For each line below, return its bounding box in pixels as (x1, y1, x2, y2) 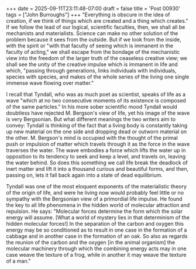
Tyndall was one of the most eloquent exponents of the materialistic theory (6, 183, 187, 189)
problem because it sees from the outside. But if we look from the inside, (6, 36, 181, 43)
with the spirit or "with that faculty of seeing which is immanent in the (6, 42, 174, 49)
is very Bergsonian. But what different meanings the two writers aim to (6, 116, 176, 122)
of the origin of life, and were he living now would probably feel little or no (6, 189, 184, 196)
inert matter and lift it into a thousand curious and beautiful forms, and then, (6, 165, 189, 172)
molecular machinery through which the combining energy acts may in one (6, 245, 187, 252)
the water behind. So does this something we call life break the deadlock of (6, 159, 188, 166)
